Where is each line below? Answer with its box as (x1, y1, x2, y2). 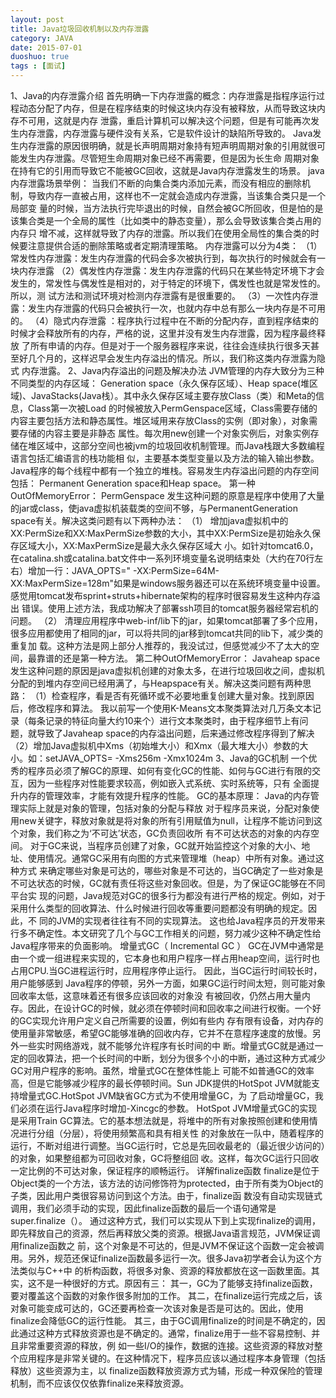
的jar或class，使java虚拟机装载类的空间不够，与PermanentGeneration (10, 502, 298, 514)
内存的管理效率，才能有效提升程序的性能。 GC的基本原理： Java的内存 (18, 790, 311, 801)
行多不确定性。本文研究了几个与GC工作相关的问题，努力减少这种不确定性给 (10, 927, 322, 939)
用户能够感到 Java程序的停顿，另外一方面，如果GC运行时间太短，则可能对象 (10, 977, 326, 989)
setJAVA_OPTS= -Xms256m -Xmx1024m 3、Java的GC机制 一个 (44, 752, 309, 764)
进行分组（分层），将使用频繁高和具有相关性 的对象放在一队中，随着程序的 (18, 1127, 324, 1139)
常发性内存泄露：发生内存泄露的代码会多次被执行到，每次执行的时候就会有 (10, 252, 317, 264)
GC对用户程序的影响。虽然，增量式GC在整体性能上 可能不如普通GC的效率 (10, 1065, 315, 1076)
